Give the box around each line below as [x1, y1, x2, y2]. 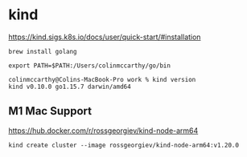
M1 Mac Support [8, 104, 93, 118]
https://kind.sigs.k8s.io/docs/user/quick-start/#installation [8, 32, 201, 42]
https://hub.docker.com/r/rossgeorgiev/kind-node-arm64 [8, 126, 199, 135]
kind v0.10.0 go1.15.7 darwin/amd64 [8, 83, 131, 91]
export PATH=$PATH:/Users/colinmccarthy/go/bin [8, 62, 171, 70]
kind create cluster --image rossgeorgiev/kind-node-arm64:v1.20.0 [8, 141, 240, 149]
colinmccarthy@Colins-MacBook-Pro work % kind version [8, 75, 196, 83]
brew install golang [8, 47, 78, 55]
